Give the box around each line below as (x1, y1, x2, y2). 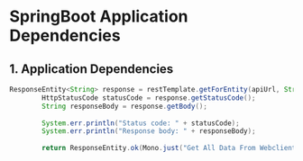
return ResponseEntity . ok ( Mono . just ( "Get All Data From (41, 144, 256, 153)
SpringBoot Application (9, 6, 188, 27)
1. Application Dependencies (9, 61, 174, 76)
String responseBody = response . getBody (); (41, 102, 207, 111)
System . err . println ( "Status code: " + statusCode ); (41, 119, 241, 128)
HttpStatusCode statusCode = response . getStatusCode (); (41, 93, 256, 103)
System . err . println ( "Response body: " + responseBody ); (41, 127, 256, 136)
